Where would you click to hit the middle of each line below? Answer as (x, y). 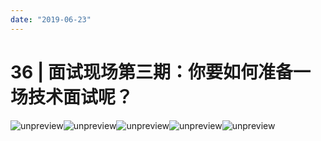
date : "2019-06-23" (51, 19)
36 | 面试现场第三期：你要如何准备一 (160, 72)
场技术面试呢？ (72, 97)
